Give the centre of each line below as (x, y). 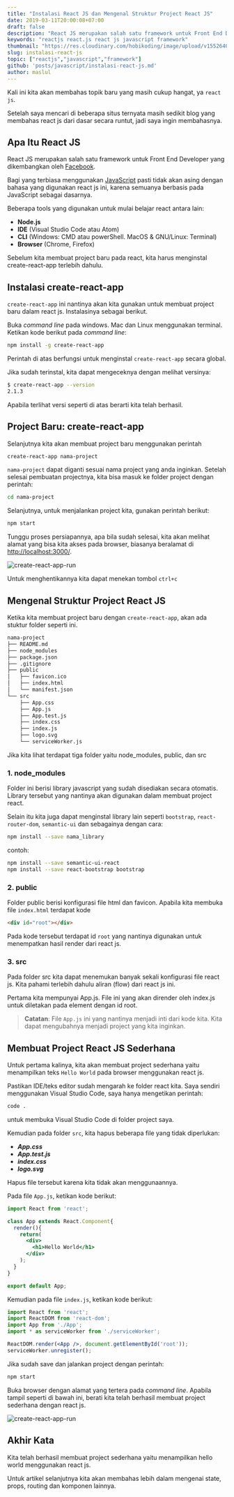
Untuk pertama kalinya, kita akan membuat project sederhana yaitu (103, 1065)
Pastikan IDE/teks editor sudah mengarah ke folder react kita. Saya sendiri (114, 1086)
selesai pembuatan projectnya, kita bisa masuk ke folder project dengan (110, 477)
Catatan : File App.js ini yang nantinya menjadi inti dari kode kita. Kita (123, 1019)
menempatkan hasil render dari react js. (64, 943)
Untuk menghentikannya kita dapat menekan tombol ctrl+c (92, 579)
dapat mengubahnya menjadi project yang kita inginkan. (105, 1026)
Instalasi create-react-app (65, 287)
